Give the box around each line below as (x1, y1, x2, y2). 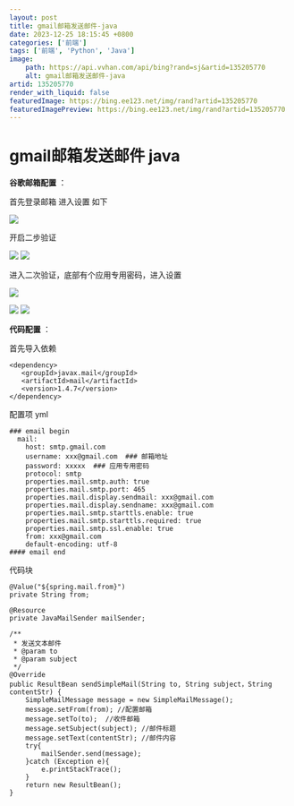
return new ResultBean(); (25, 781, 122, 790)
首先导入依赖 (9, 343, 56, 354)
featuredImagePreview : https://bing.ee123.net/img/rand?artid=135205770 (9, 105, 286, 114)
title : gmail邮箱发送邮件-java (9, 21, 118, 30)
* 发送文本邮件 (13, 639, 62, 648)
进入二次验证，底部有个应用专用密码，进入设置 (9, 270, 181, 280)
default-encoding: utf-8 (25, 540, 118, 549)
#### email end (9, 548, 66, 557)
